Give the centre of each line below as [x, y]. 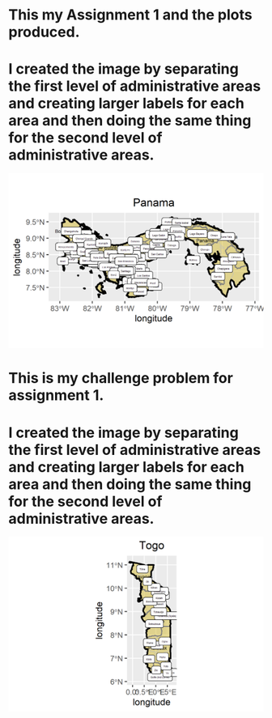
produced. [44, 32]
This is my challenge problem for [121, 378]
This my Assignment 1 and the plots [130, 15]
